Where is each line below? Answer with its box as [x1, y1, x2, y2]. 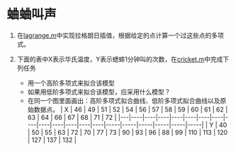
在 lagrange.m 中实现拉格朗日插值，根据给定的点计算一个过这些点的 [16, 31, 212, 40]
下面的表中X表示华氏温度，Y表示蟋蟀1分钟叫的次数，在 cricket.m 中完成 [16, 54, 223, 64]
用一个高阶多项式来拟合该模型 [27, 78, 115, 87]
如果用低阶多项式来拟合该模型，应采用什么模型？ [27, 87, 171, 96]
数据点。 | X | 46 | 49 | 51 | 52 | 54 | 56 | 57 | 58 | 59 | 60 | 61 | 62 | [33, 105, 228, 114]
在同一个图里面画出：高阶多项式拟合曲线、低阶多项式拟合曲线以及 [27, 96, 220, 104]
